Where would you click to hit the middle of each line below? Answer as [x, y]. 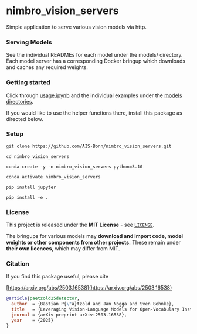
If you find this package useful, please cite [57, 277]
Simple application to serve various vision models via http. [76, 27]
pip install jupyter [31, 187]
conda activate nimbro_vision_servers [53, 177]
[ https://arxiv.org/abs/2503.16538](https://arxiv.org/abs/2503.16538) [89, 288]
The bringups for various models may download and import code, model [95, 236]
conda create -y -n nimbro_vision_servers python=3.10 [74, 167]
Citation [18, 264]
